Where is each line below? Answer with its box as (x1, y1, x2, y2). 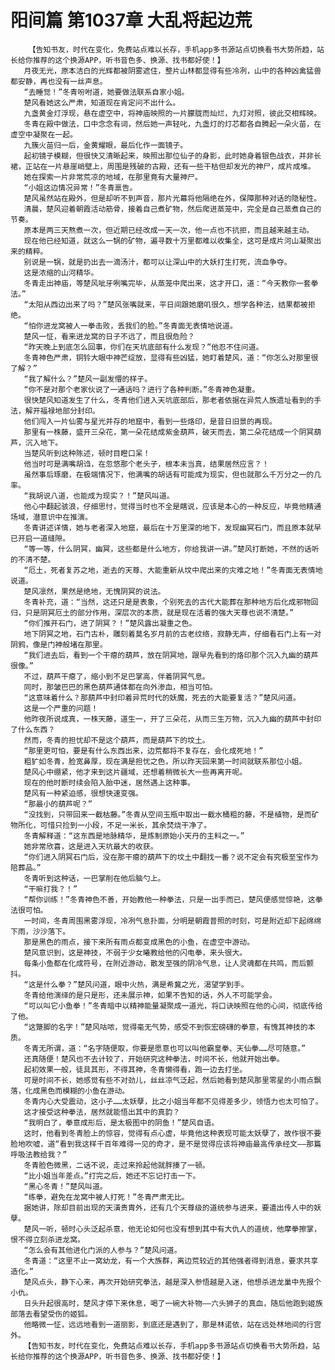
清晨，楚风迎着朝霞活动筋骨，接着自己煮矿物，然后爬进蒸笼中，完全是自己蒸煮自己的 (23, 204, 322, 214)
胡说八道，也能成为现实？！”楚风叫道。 (35, 491, 175, 501)
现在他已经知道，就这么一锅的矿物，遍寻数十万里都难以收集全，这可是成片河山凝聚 (23, 236, 315, 246)
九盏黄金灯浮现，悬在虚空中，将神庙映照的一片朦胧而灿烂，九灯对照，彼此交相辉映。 (23, 108, 322, 118)
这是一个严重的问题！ (23, 703, 99, 713)
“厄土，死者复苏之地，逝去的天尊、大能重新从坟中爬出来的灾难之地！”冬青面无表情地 (23, 565, 323, 575)
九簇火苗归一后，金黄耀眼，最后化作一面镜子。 (23, 140, 188, 150)
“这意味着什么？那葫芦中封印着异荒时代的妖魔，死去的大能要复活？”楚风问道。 (23, 692, 301, 703)
